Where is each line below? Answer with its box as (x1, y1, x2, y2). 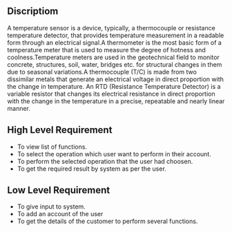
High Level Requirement (7, 124, 113, 136)
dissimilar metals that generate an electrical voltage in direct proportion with (7, 75, 224, 83)
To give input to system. (17, 202, 86, 211)
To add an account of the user (17, 210, 104, 218)
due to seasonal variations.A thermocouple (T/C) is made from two (7, 67, 197, 76)
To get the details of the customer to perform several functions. (17, 217, 198, 226)
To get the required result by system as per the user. (17, 165, 167, 173)
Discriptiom (7, 6, 59, 17)
